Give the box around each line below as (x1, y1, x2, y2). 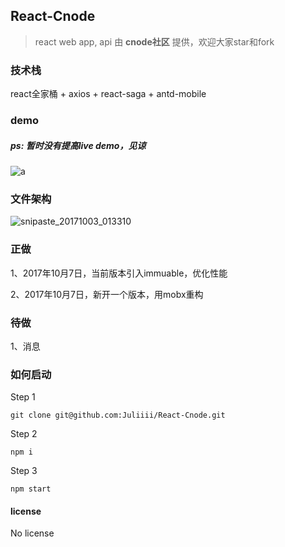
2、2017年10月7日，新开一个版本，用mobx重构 (10, 288, 204, 300)
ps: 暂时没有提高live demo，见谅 (10, 139, 147, 151)
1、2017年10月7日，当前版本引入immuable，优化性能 (10, 267, 228, 279)
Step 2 (10, 428, 38, 440)
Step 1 (10, 391, 36, 403)
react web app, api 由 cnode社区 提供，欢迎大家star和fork (34, 35, 275, 48)
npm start (10, 484, 52, 494)
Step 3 (10, 465, 38, 477)
